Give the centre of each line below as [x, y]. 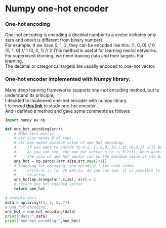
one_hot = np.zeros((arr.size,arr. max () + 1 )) [61, 161]
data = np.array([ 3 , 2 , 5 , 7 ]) [37, 203]
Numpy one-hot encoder [57, 9]
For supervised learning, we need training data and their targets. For [75, 56]
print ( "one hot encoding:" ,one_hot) [43, 221]
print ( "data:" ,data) [26, 216]
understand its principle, [30, 95]
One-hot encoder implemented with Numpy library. [68, 79]
